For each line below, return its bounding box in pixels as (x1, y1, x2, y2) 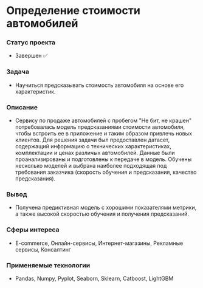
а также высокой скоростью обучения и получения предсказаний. (15, 210, 190, 218)
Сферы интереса (6, 225, 60, 234)
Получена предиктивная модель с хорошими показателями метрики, (15, 204, 197, 211)
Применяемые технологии (6, 261, 91, 269)
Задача (6, 67, 29, 76)
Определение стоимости (6, 4, 141, 18)
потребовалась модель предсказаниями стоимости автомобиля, (15, 123, 185, 131)
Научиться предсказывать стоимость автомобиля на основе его (15, 81, 184, 89)
